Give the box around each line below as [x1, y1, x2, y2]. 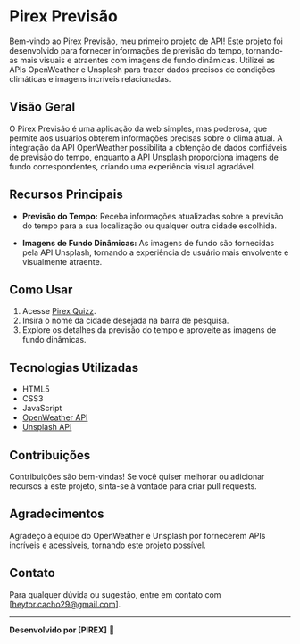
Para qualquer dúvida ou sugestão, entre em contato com [9, 589, 221, 599]
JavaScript [21, 403, 62, 414]
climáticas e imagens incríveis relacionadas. [9, 73, 171, 84]
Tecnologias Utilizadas [9, 359, 139, 376]
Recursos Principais [9, 187, 123, 202]
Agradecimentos [9, 507, 104, 522]
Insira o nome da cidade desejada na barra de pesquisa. [21, 315, 229, 326]
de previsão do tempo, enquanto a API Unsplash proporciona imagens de [9, 152, 279, 162]
